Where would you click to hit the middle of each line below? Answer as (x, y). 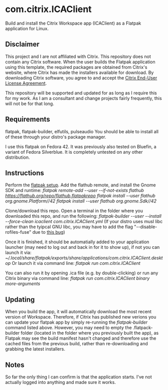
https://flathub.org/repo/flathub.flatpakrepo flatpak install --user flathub (80, 196)
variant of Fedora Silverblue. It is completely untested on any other (74, 152)
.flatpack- (143, 328)
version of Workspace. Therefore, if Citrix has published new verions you (81, 317)
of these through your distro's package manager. (56, 137)
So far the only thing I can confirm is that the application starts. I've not (78, 377)
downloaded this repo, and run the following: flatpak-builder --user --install (83, 216)
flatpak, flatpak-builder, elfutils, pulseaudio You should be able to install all (82, 131)
